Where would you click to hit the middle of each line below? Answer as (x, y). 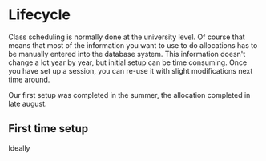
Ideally (19, 148)
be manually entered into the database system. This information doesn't (127, 54)
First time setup (48, 129)
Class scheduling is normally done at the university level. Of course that (127, 37)
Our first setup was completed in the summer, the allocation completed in (129, 95)
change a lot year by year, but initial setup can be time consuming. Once (128, 62)
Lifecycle (39, 15)
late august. (28, 103)
